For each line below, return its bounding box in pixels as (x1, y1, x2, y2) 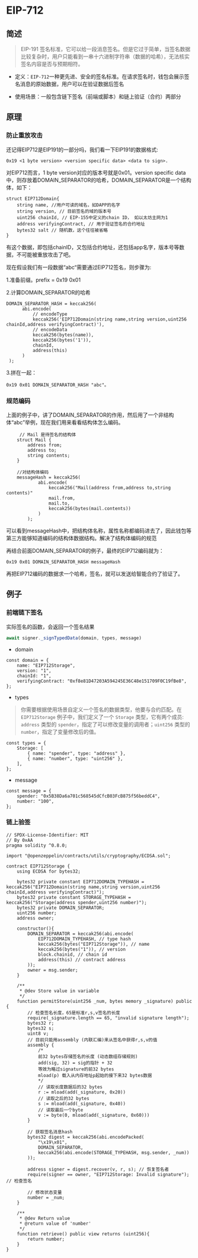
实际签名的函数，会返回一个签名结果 (6, 623, 95, 630)
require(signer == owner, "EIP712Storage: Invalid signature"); (27, 1171, 190, 1177)
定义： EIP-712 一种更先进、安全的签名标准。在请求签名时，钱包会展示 (14, 73, 184, 80)
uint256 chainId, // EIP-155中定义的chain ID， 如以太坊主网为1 (17, 214, 168, 220)
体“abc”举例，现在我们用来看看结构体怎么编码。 (6, 419, 124, 426)
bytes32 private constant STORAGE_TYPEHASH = (17, 894, 132, 900)
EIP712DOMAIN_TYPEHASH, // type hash (37, 936, 132, 942)
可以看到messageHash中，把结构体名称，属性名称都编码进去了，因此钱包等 (6, 527, 191, 534)
